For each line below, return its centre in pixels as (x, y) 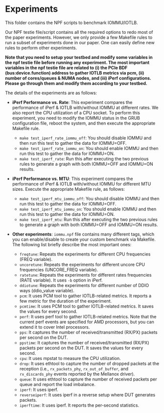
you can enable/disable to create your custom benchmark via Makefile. (84, 239)
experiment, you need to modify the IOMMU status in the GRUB (76, 118)
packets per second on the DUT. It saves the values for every (81, 348)
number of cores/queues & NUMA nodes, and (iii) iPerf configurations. (78, 78)
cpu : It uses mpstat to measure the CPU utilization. (70, 358)
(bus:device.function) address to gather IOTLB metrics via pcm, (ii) (75, 73)
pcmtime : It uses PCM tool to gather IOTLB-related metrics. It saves (87, 306)
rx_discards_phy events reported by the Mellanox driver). (77, 374)
